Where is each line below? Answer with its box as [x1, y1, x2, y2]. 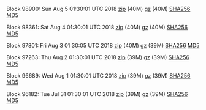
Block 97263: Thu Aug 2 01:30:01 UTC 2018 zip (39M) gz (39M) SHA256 [6, 54, 190, 61]
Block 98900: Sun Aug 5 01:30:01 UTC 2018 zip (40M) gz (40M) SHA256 [6, 5, 191, 12]
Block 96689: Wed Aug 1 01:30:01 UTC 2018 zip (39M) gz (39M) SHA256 [6, 72, 191, 79]
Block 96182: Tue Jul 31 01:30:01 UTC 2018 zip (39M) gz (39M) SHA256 [6, 90, 188, 97]
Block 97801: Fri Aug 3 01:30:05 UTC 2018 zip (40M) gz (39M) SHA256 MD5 [6, 42, 200, 49]
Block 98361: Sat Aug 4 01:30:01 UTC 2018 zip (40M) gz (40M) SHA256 [6, 24, 188, 31]
